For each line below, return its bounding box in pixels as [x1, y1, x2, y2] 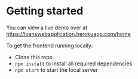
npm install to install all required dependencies [14, 60, 133, 67]
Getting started [6, 4, 84, 18]
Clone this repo [14, 53, 53, 60]
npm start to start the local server [14, 66, 98, 73]
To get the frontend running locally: [6, 42, 93, 49]
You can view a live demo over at [6, 24, 88, 31]
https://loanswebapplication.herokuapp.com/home [6, 30, 131, 37]
